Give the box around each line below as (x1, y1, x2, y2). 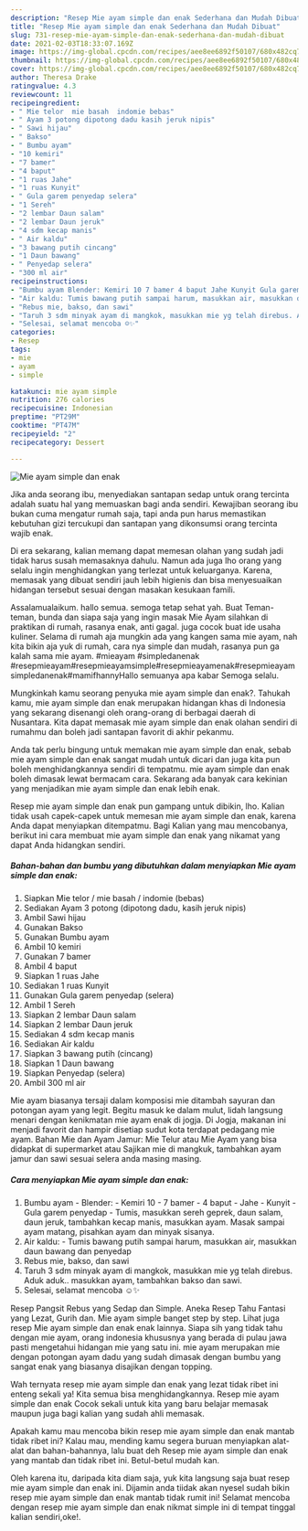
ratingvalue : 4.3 (10, 81, 77, 90)
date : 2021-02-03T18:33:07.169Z (10, 38, 133, 48)
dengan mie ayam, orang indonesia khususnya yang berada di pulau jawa (10, 1332, 287, 1344)
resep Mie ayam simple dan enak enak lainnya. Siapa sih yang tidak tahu (10, 1323, 283, 1334)
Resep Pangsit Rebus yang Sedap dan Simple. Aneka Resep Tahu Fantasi (10, 1303, 286, 1314)
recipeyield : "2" (10, 429, 77, 439)
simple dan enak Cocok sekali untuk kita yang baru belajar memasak (10, 1398, 269, 1409)
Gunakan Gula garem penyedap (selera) (23, 990, 175, 1001)
